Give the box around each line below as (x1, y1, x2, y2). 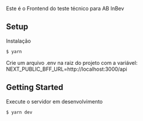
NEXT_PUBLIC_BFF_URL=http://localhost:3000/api (6, 65, 127, 72)
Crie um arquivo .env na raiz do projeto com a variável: (6, 59, 138, 66)
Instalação (6, 37, 31, 44)
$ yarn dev (6, 109, 33, 115)
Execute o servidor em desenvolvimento (6, 98, 103, 105)
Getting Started (6, 82, 64, 92)
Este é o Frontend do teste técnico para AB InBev (6, 5, 124, 12)
